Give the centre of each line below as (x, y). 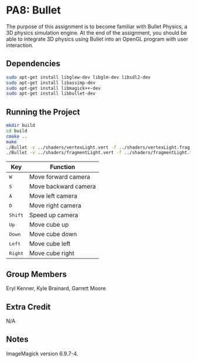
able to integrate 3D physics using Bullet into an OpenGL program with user (97, 39)
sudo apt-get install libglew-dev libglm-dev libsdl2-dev (78, 77)
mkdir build (21, 126)
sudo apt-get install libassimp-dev (51, 83)
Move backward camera (62, 187)
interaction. (20, 45)
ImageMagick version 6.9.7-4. (42, 354)
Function (62, 167)
